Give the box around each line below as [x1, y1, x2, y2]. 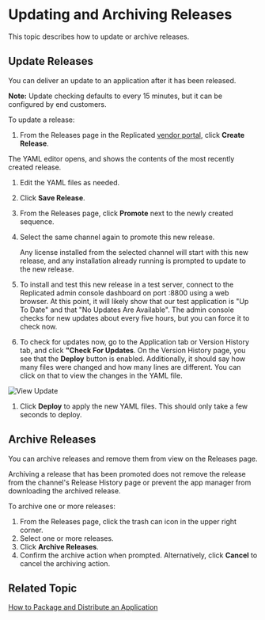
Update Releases [8, 55, 93, 68]
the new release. [19, 264, 74, 274]
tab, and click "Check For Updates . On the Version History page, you [19, 345, 246, 355]
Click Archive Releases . [19, 542, 99, 551]
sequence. [19, 216, 55, 226]
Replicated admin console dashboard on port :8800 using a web [19, 287, 229, 298]
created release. [8, 162, 62, 172]
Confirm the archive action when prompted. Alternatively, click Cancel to [19, 550, 258, 560]
